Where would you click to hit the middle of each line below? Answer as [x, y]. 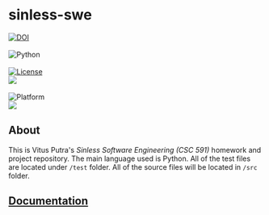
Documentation [48, 201]
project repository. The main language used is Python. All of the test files [130, 158]
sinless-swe [50, 15]
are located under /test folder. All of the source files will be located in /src [133, 167]
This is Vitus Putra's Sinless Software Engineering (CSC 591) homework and [135, 150]
